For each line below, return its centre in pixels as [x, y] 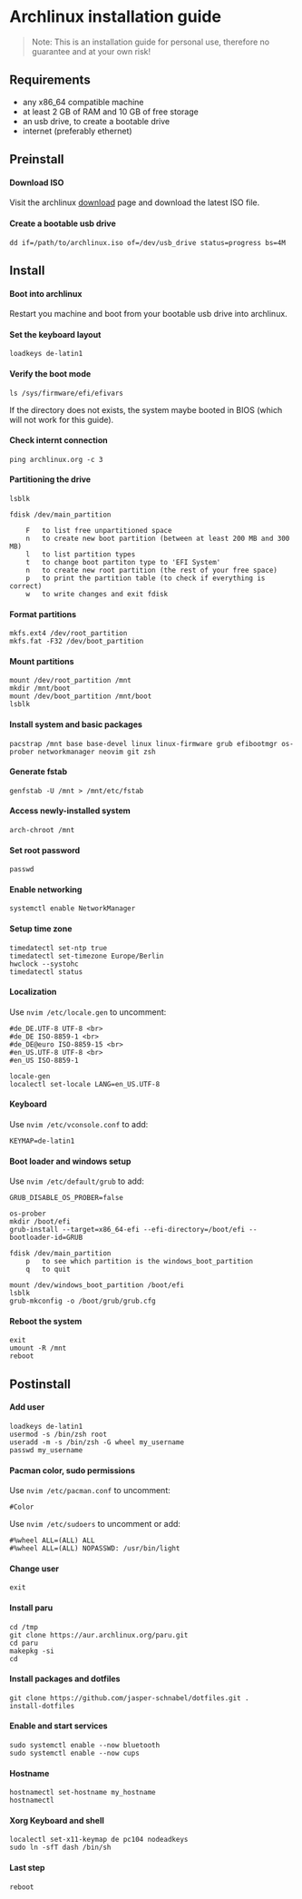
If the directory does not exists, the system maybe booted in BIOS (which [146, 409]
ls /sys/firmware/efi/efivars [67, 393]
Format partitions [43, 614]
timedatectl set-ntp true [58, 948]
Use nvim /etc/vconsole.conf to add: [79, 1124]
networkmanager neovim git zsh [97, 752]
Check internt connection [58, 440]
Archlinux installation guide [116, 17]
